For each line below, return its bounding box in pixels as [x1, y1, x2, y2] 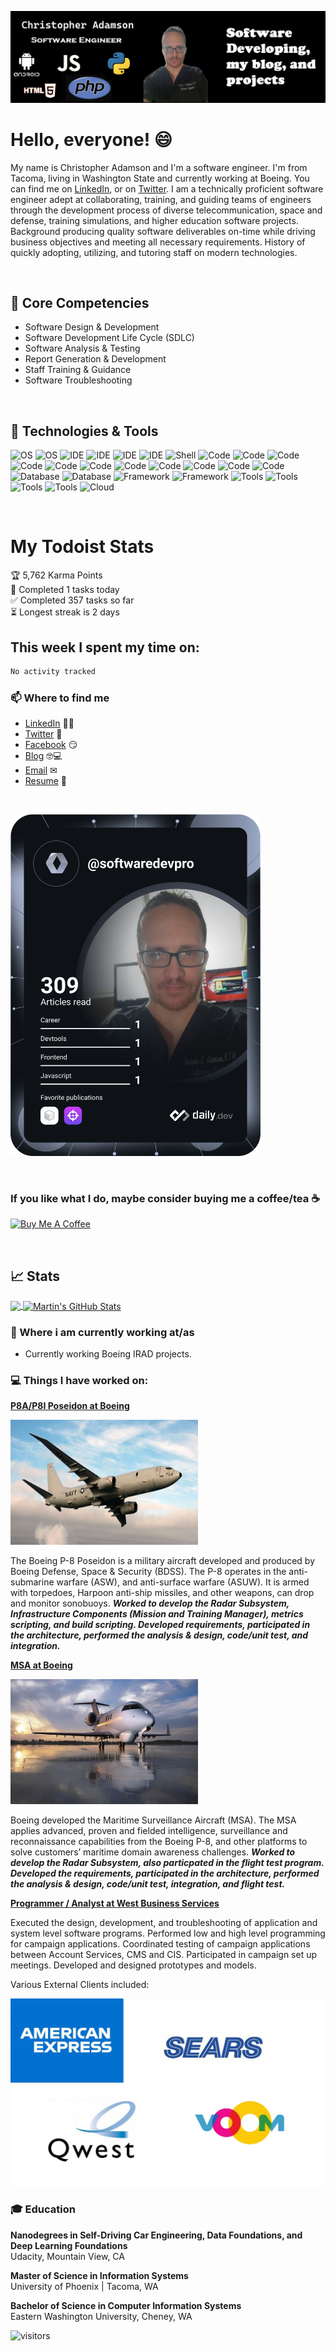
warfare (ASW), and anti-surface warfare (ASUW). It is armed [56, 1576, 310, 1588]
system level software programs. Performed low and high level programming [10, 1927, 326, 1940]
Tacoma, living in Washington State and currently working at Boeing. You [10, 172, 310, 184]
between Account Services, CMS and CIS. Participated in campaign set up [10, 1949, 318, 1961]
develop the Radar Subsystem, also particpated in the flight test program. [10, 1857, 325, 1869]
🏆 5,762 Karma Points [10, 569, 103, 581]
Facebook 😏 [24, 739, 78, 751]
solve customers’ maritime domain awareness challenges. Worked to [10, 1846, 296, 1858]
